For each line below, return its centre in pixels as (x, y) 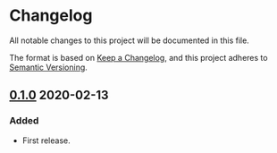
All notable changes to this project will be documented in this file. (130, 40)
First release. (46, 140)
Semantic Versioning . (48, 67)
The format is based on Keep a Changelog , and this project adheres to (138, 57)
